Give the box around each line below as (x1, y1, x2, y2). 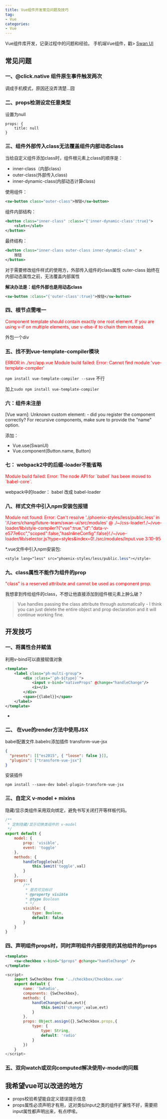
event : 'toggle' (23, 845, 57, 850)
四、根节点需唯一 (5, 307, 46, 314)
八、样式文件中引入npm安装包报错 (5, 503, 88, 510)
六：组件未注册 (5, 400, 41, 407)
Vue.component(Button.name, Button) (12, 448, 91, 454)
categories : (5, 21, 30, 27)
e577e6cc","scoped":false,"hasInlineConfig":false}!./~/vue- (5, 530, 127, 536)
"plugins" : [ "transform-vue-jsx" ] (9, 758, 81, 763)
